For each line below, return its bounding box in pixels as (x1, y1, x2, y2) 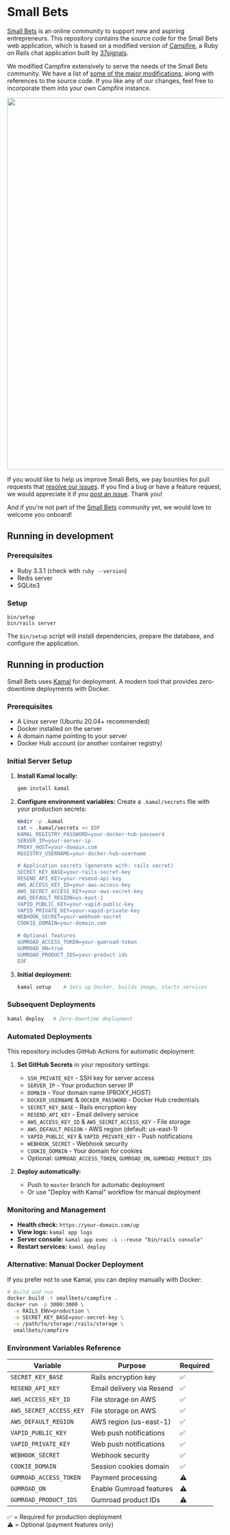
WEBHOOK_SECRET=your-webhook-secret (16, 914, 122, 921)
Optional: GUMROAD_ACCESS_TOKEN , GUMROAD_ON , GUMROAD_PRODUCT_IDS (27, 1154, 212, 1162)
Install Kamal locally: (16, 772, 78, 780)
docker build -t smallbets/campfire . (7, 1295, 118, 1302)
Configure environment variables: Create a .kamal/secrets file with (16, 798, 210, 806)
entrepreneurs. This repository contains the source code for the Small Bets (7, 34, 218, 42)
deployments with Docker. (36, 684, 111, 693)
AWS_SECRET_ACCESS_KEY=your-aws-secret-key (16, 888, 144, 895)
